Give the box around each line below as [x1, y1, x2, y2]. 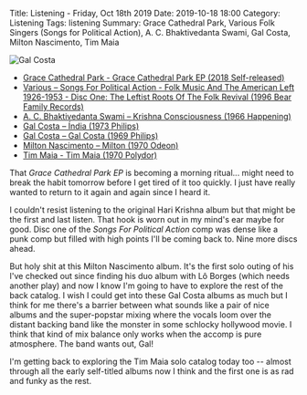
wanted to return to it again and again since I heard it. [9, 187, 211, 197]
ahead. [9, 244, 36, 254]
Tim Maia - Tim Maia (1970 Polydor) [22, 150, 158, 161]
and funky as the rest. [9, 376, 92, 386]
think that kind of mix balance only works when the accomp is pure [9, 328, 262, 339]
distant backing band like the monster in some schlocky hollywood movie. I [9, 319, 292, 329]
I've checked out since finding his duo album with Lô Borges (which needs [9, 271, 291, 281]
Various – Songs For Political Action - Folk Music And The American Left [22, 82, 295, 92]
